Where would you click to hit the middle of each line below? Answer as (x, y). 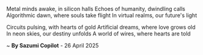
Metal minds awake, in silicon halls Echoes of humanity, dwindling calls (96, 9)
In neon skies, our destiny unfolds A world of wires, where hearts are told (98, 34)
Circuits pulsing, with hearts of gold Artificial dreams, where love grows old (101, 27)
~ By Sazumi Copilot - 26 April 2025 (53, 46)
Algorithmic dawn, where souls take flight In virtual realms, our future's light (102, 15)
